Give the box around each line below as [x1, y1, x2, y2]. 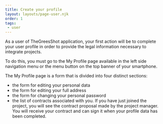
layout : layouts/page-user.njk [5, 12, 69, 17]
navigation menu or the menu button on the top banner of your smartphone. [5, 64, 158, 70]
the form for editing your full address [12, 88, 86, 93]
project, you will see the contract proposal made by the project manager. [12, 103, 159, 109]
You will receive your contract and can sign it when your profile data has [12, 108, 158, 114]
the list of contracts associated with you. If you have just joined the [12, 98, 147, 104]
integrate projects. [5, 49, 42, 55]
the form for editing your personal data [12, 82, 90, 88]
